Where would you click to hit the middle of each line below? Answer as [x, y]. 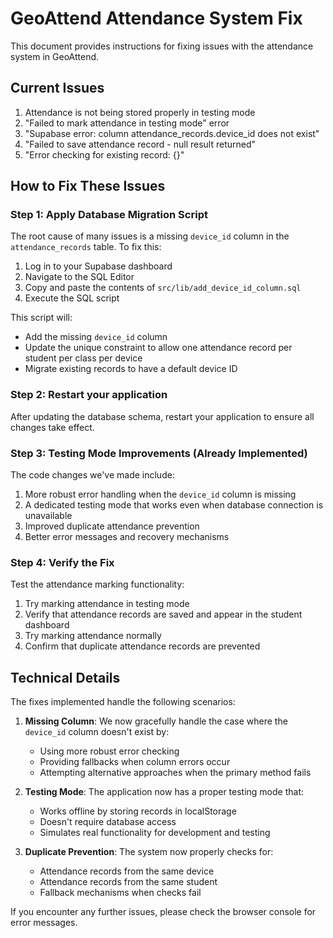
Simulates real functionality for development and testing [155, 833]
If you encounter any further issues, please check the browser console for [163, 912]
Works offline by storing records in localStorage [138, 811]
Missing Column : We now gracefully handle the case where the [156, 721]
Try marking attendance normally [93, 636]
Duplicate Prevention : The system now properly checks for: [149, 852]
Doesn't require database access [108, 822]
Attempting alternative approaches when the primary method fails [175, 773]
